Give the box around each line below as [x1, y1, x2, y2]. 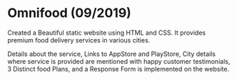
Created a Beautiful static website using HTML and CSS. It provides [7, 28, 206, 37]
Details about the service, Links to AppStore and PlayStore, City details [7, 50, 216, 58]
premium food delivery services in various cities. [7, 35, 151, 44]
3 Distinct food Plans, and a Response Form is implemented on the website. [7, 64, 230, 73]
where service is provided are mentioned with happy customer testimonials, [7, 57, 231, 65]
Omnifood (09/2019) [7, 5, 132, 21]
